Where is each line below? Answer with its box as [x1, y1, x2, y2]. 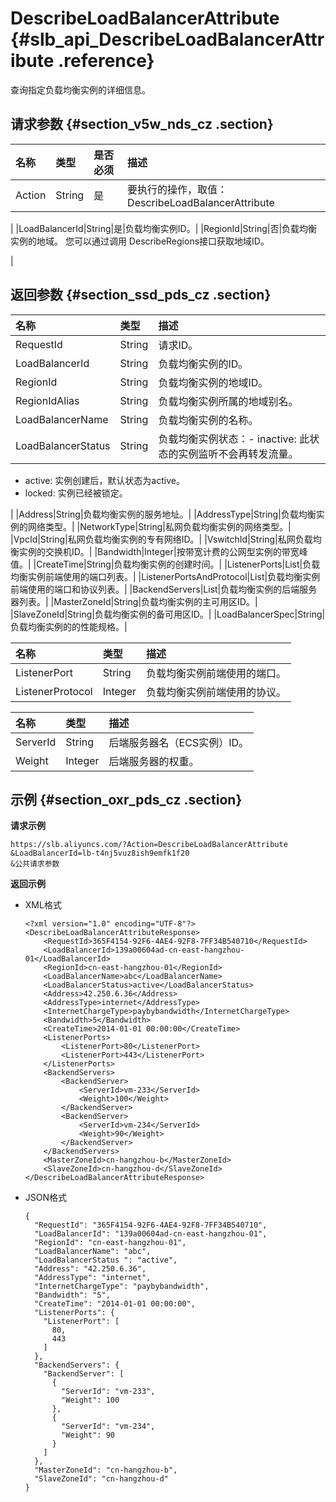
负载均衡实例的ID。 [158, 357, 249, 371]
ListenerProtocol [15, 684, 93, 698]
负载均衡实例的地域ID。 [158, 375, 269, 389]
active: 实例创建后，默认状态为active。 [24, 474, 185, 486]
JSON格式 [24, 1192, 68, 1204]
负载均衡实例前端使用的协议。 [146, 685, 287, 699]
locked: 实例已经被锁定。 [24, 487, 128, 499]
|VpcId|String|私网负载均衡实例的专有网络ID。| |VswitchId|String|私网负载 [10, 533, 313, 545]
